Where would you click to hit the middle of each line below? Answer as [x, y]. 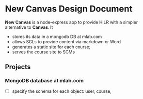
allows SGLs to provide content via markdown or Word [66, 41]
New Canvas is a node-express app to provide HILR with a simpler [71, 22]
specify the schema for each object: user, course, [62, 91]
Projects [18, 67]
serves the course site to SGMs [43, 52]
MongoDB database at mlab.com [44, 81]
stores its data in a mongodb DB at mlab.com [57, 37]
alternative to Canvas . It [29, 27]
